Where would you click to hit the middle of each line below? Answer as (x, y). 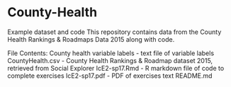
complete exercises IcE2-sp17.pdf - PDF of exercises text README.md (110, 76)
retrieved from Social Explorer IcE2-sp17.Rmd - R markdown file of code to (116, 68)
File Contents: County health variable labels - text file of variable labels (111, 53)
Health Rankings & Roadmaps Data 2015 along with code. (91, 39)
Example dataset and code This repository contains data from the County (114, 32)
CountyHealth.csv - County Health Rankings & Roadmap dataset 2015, (110, 60)
